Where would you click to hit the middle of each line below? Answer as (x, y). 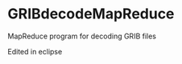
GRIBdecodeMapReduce (91, 14)
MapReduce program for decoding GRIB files (82, 36)
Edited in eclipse (35, 51)
